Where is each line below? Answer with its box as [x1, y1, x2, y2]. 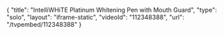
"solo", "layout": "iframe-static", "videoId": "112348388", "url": [6, 13, 185, 21]
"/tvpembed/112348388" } [6, 21, 82, 28]
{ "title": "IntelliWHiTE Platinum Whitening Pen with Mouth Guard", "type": [6, 6, 217, 14]
